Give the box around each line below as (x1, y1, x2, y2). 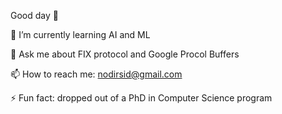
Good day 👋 (10, 10, 59, 21)
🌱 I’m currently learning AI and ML (10, 29, 151, 40)
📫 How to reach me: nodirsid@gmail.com (10, 68, 183, 80)
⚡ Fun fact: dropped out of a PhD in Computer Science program (10, 92, 273, 104)
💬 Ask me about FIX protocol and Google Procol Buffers (10, 48, 240, 60)
